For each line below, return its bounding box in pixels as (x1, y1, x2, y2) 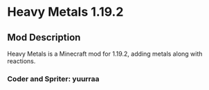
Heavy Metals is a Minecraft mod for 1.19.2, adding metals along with (7, 49, 203, 58)
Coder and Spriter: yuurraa (7, 74, 100, 83)
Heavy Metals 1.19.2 (7, 4, 124, 20)
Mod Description (7, 32, 81, 43)
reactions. (7, 57, 36, 65)
